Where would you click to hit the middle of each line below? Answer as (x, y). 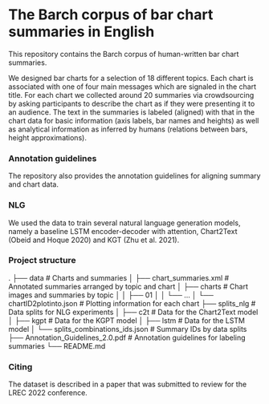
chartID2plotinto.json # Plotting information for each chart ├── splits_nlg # (132, 303)
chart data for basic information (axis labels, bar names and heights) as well (134, 120)
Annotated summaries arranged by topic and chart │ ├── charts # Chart (128, 286)
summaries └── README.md (57, 345)
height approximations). (47, 137)
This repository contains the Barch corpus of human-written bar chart (124, 54)
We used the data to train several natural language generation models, (124, 223)
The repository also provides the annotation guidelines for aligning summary (134, 176)
